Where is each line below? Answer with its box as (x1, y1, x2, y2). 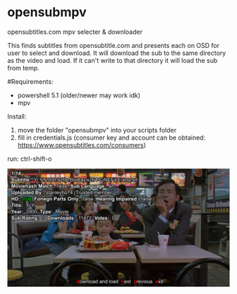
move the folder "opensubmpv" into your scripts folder (17, 125, 177, 134)
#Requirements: (7, 77, 54, 85)
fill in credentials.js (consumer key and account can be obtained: (17, 133, 206, 142)
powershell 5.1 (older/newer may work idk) (17, 91, 141, 99)
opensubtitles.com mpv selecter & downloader (7, 27, 143, 36)
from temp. (7, 63, 40, 72)
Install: (7, 112, 27, 121)
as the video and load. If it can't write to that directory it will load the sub (7, 56, 218, 64)
